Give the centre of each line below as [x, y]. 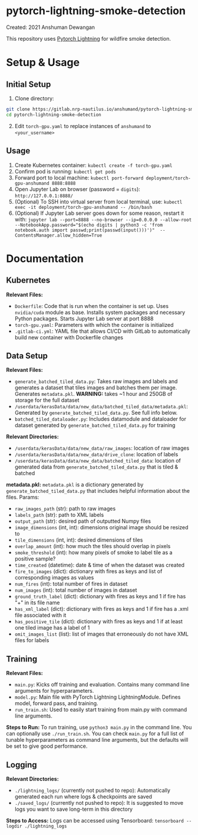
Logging [22, 764]
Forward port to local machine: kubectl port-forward [79, 178]
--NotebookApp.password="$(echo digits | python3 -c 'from [89, 225]
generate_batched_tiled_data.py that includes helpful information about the [98, 491]
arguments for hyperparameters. [54, 691]
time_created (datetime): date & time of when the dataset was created [99, 565]
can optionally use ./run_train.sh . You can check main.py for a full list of [95, 734]
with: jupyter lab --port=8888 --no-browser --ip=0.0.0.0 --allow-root [103, 219]
